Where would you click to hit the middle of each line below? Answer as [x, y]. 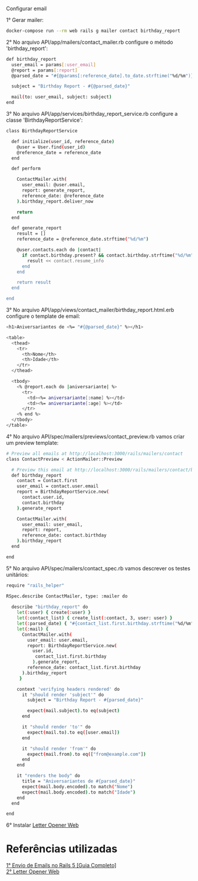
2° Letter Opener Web [33, 872]
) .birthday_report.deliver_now [55, 201]
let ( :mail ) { [33, 629]
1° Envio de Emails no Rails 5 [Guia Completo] [61, 866]
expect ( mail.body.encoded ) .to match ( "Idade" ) [78, 792]
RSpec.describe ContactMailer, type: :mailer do [67, 596]
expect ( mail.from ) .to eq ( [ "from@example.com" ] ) [87, 754]
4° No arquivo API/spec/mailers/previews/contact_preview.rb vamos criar [95, 436]
